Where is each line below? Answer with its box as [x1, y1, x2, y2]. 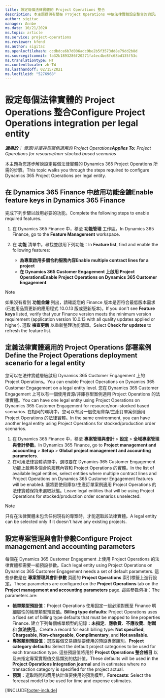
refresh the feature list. [5, 327, 52, 334]
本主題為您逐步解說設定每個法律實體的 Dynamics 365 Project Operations [5, 161, 153, 167]
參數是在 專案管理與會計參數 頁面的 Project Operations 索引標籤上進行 [9, 574, 153, 581]
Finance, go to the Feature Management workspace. [12, 231, 120, 237]
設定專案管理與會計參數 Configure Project [5, 534, 132, 543]
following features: [12, 247, 50, 253]
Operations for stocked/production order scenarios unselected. [12, 493, 141, 499]
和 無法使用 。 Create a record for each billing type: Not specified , [12, 626, 145, 633]
